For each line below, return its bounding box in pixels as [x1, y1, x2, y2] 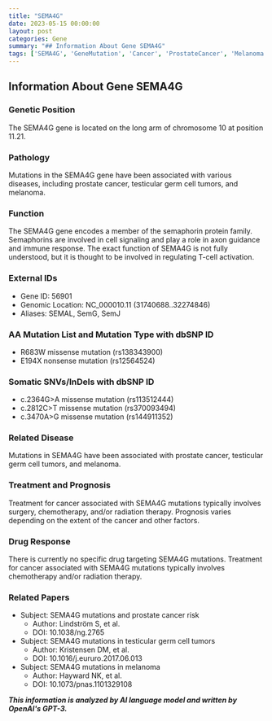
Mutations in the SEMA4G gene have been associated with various [8, 170, 232, 180]
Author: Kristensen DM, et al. [32, 645, 129, 655]
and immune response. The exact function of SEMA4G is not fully [8, 243, 228, 253]
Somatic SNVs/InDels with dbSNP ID [8, 376, 155, 387]
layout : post [8, 27, 53, 35]
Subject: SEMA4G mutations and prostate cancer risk [20, 610, 200, 620]
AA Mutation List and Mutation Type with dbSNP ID [8, 329, 214, 340]
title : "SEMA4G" [8, 11, 64, 20]
